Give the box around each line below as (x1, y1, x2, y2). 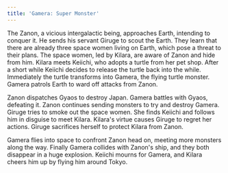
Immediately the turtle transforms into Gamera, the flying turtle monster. (7, 73, 210, 81)
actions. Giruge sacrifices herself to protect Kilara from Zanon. (7, 122, 183, 130)
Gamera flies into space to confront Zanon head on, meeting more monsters (7, 135, 222, 144)
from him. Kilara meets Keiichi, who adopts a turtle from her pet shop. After (7, 58, 219, 66)
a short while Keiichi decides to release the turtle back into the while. (7, 65, 201, 73)
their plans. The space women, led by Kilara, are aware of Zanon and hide (7, 51, 216, 59)
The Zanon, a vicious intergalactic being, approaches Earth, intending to (7, 29, 211, 37)
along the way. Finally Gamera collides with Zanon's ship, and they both (7, 143, 210, 151)
